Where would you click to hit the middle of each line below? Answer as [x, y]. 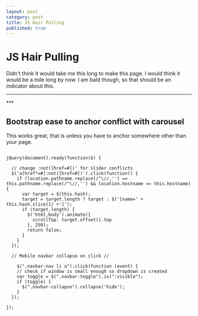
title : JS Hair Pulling [35, 22]
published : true [26, 28]
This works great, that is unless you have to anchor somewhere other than [96, 136]
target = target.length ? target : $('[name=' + [82, 199]
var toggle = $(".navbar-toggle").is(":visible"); [80, 276]
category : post [25, 17]
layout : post [22, 11]
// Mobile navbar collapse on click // [60, 256]
